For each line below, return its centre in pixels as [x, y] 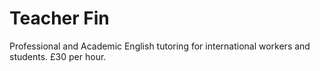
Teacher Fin [59, 18]
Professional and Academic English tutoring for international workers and [160, 46]
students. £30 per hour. [58, 56]
